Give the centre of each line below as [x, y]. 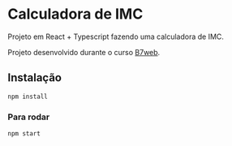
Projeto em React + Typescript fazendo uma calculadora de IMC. [116, 36]
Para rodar [29, 117]
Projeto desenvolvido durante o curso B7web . [84, 52]
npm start [24, 134]
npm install [28, 97]
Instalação [35, 78]
